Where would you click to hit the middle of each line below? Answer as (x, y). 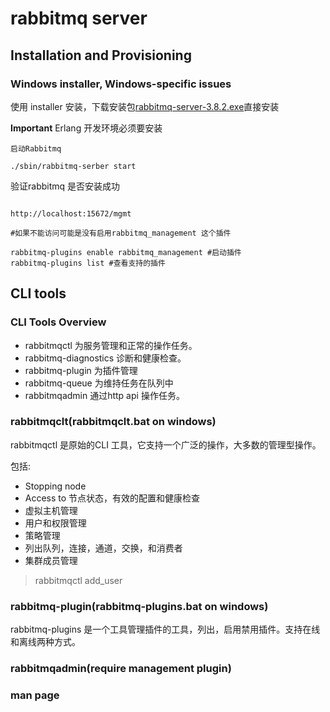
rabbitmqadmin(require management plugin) (121, 669)
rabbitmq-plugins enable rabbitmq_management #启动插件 (126, 252)
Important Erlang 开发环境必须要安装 (86, 128)
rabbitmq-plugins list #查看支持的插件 (88, 263)
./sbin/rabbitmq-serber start (73, 166)
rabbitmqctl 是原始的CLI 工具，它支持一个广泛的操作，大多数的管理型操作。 (166, 444)
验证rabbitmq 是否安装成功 (65, 186)
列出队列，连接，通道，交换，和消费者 (103, 548)
